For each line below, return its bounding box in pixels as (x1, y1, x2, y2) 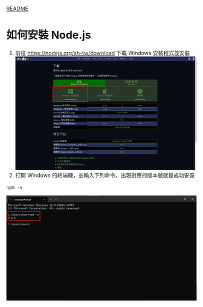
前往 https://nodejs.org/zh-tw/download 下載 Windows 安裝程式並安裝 (14, 49, 190, 56)
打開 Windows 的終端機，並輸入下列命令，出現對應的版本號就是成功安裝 (14, 171, 195, 179)
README (6, 5, 29, 12)
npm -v (6, 184, 23, 190)
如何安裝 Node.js (6, 28, 92, 42)
